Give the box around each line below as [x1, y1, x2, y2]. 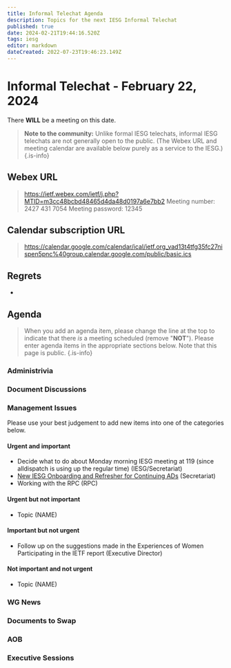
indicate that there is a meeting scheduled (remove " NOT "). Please [23, 334, 214, 343]
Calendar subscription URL [7, 225, 125, 236]
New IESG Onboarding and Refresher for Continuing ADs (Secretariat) [17, 472, 216, 480]
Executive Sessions [7, 653, 74, 662]
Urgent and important [7, 441, 71, 450]
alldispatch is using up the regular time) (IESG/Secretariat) [17, 464, 183, 473]
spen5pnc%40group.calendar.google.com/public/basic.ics [23, 250, 192, 258]
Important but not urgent [7, 526, 80, 535]
